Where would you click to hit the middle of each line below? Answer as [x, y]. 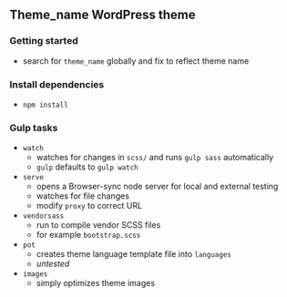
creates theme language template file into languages [134, 254]
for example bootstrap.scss [88, 235]
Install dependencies [57, 84]
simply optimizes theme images [96, 283]
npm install [45, 105]
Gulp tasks [34, 128]
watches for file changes [83, 196]
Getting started [44, 41]
